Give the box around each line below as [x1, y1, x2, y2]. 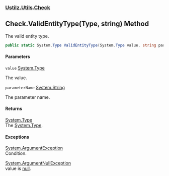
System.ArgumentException [5, 145, 63, 151]
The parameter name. [5, 94, 50, 100]
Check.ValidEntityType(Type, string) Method [5, 20, 149, 28]
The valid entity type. [5, 33, 49, 39]
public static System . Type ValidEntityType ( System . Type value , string [5, 42, 156, 48]
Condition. [5, 150, 27, 156]
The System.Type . [5, 123, 43, 129]
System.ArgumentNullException [5, 160, 71, 166]
